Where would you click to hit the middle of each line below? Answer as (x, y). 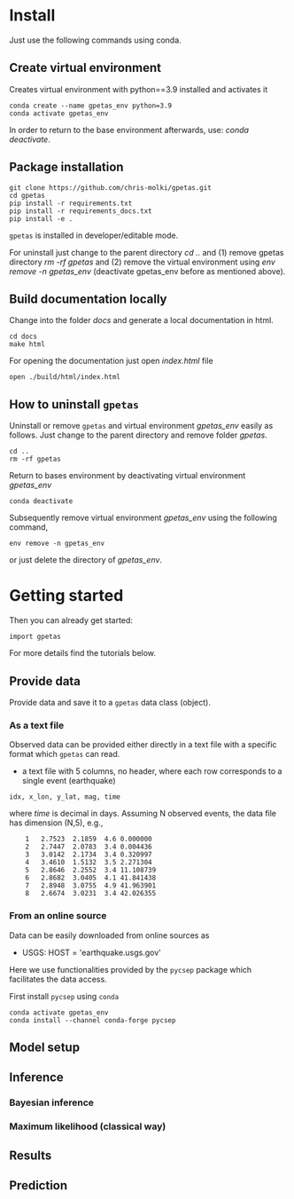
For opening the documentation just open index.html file (112, 361)
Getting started (66, 596)
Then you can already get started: (71, 620)
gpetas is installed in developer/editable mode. (94, 235)
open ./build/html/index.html (65, 377)
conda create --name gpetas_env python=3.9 (91, 106)
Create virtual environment (85, 68)
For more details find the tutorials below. (83, 653)
